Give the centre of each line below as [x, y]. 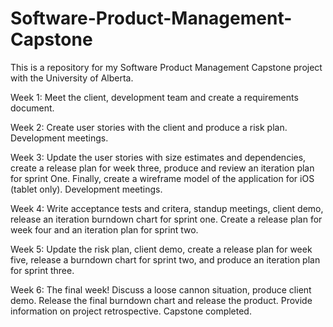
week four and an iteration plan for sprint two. [104, 229]
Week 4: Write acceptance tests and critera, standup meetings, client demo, [167, 208]
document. [32, 108]
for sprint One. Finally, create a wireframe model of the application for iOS [162, 178]
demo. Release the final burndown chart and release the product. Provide [161, 300]
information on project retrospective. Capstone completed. [131, 311]
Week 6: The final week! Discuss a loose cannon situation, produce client [161, 289]
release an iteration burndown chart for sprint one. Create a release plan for [166, 219]
